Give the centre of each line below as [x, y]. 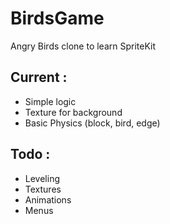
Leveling [42, 178]
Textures [43, 189]
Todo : [30, 154]
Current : [39, 77]
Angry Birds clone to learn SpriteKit [83, 46]
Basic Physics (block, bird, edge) [92, 123]
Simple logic [50, 101]
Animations [48, 199]
